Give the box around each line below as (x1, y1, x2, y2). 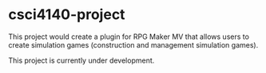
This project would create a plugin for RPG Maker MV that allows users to (8, 32, 250, 41)
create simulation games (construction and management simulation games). (8, 40, 259, 49)
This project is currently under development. (8, 56, 155, 65)
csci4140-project (8, 6, 125, 24)
